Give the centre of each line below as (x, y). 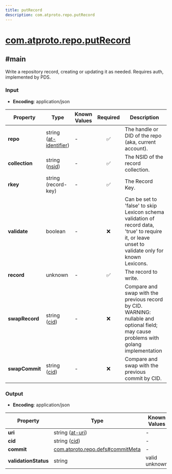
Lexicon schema (144, 212)
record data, (139, 225)
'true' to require (143, 231)
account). (136, 148)
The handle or (142, 129)
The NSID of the (144, 157)
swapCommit (24, 369)
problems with (142, 338)
